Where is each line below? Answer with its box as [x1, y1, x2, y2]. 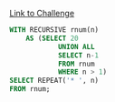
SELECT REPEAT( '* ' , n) [9, 76, 100, 86]
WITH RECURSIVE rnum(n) [9, 25, 100, 35]
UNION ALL [57, 42, 95, 51]
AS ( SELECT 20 [25, 34, 79, 43]
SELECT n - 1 [57, 50, 100, 60]
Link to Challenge [9, 8, 75, 18]
